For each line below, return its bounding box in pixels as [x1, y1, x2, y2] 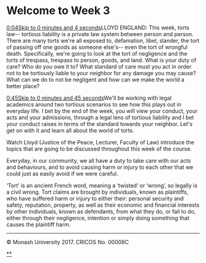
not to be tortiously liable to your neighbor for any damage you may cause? [6, 69, 196, 76]
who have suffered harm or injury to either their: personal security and [6, 194, 184, 202]
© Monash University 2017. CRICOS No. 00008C [6, 238, 129, 245]
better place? [6, 82, 40, 89]
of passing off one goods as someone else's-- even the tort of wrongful [6, 43, 188, 51]
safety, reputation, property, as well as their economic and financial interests [6, 201, 200, 209]
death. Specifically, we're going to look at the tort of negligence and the [6, 50, 188, 57]
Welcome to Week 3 [6, 4, 110, 18]
